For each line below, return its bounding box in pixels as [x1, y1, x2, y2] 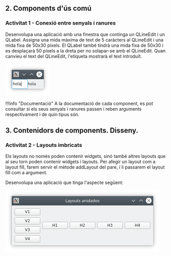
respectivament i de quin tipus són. [5, 111, 79, 117]
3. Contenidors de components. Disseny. [5, 126, 139, 135]
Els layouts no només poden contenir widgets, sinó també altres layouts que [5, 153, 166, 159]
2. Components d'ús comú [5, 4, 92, 13]
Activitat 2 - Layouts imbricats [5, 141, 82, 149]
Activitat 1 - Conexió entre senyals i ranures [5, 20, 116, 27]
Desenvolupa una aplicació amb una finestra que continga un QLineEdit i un [5, 31, 165, 38]
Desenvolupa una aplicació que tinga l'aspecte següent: [5, 179, 124, 186]
